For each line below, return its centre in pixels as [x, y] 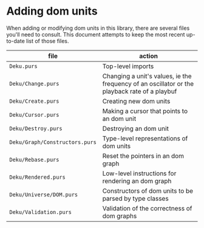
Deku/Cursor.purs [34, 115]
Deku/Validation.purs [40, 212]
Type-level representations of [145, 138]
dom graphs [120, 216]
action [148, 56]
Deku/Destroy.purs [36, 128]
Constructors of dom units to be [148, 191]
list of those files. [48, 41]
